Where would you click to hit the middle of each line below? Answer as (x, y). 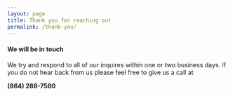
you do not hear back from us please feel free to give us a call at (101, 72)
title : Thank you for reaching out (59, 20)
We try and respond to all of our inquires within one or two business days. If (117, 64)
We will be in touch (35, 49)
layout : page (26, 14)
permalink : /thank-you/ (42, 27)
